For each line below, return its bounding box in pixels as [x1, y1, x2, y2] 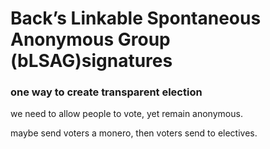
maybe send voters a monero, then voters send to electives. [10, 127, 258, 139]
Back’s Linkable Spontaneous [10, 7, 262, 30]
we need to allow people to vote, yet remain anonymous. [10, 108, 243, 120]
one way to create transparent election [10, 85, 203, 99]
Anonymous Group [10, 28, 171, 51]
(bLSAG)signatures [10, 50, 173, 72]
